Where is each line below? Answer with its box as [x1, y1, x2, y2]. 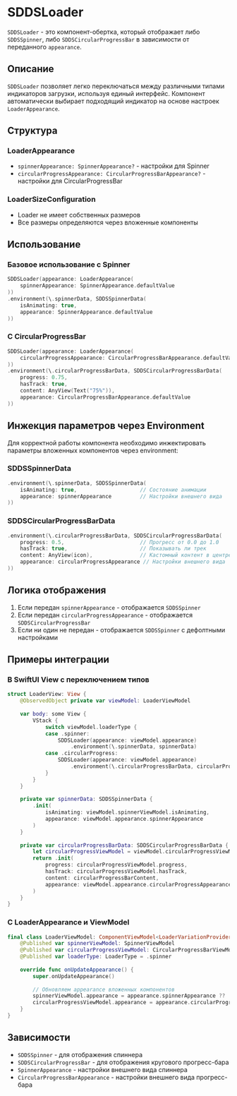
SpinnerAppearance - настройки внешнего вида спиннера [17, 1065, 188, 1073]
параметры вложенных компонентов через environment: [7, 446, 178, 454]
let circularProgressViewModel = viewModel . [32, 848, 166, 855]
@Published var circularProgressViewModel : [20, 946, 150, 953]
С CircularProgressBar [7, 332, 86, 342]
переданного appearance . [7, 42, 83, 51]
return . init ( [32, 855, 74, 862]
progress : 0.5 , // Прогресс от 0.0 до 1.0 [20, 538, 219, 546]
